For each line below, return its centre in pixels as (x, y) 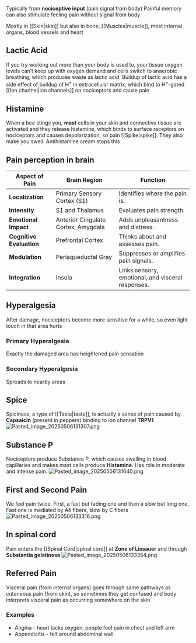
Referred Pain (32, 573)
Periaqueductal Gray (84, 257)
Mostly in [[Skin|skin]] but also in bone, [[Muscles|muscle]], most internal (94, 26)
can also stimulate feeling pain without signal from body (73, 15)
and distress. (136, 227)
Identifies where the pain (153, 193)
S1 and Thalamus (80, 210)
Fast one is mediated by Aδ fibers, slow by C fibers (67, 510)
